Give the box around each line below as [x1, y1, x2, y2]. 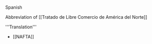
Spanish [5, 5, 22, 10]
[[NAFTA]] [12, 34, 35, 39]
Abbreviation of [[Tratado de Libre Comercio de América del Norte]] [5, 14, 147, 20]
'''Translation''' [5, 24, 37, 30]
